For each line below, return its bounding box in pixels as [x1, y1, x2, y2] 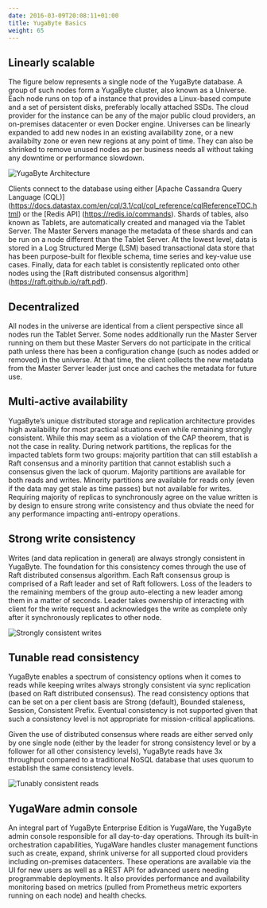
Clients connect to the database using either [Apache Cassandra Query [8, 184, 242, 193]
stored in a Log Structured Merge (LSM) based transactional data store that [8, 244, 255, 253]
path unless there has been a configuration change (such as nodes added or [8, 347, 259, 356]
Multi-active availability [8, 395, 129, 408]
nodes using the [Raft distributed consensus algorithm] [8, 268, 189, 279]
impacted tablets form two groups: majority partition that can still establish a [8, 450, 258, 459]
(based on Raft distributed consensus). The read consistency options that [8, 689, 250, 699]
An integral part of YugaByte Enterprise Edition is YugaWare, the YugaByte [8, 823, 252, 832]
